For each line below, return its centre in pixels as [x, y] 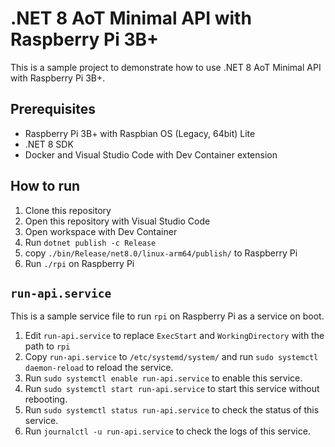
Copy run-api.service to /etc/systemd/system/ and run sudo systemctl [171, 357]
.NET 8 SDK [49, 144]
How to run [45, 186]
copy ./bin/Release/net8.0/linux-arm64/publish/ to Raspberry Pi [161, 253]
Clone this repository [68, 210]
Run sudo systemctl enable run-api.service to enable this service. [163, 378]
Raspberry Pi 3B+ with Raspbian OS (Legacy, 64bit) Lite [140, 133]
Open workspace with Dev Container [101, 231]
